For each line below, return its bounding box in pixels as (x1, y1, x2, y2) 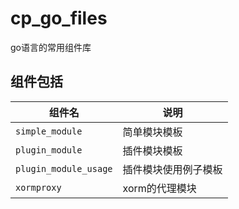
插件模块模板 (122, 143, 183, 157)
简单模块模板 (122, 125, 183, 139)
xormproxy (15, 182, 62, 193)
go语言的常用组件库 (10, 41, 92, 53)
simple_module (15, 125, 83, 137)
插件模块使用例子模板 (122, 162, 223, 176)
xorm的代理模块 (122, 181, 197, 195)
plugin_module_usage (15, 163, 113, 174)
